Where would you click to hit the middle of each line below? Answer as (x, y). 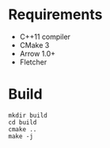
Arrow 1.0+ (37, 53)
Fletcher (33, 62)
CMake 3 (34, 45)
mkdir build (28, 115)
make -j (21, 136)
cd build (23, 122)
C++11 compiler (45, 37)
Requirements (55, 15)
